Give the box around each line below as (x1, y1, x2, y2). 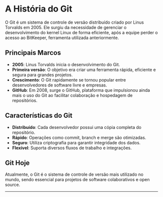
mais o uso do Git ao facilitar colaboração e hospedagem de (12, 92, 133, 98)
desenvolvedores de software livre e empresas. (12, 82, 108, 88)
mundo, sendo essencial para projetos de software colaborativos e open (5, 177, 150, 183)
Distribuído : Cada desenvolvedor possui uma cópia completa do (12, 124, 142, 130)
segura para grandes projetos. (12, 71, 73, 78)
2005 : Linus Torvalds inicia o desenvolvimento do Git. (12, 61, 120, 67)
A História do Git (5, 3, 73, 14)
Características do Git (5, 112, 73, 120)
